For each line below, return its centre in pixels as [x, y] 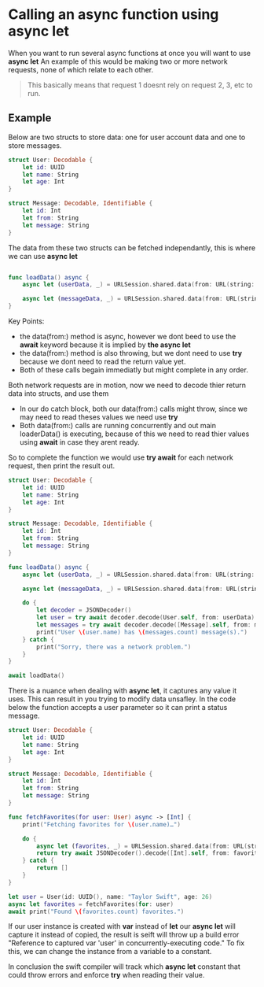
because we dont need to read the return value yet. [103, 361]
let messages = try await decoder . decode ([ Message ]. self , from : [144, 625]
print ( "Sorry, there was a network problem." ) [114, 647]
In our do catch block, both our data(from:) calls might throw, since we [133, 408]
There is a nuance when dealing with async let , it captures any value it [123, 691]
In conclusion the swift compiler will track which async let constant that [125, 967]
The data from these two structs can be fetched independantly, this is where [132, 248]
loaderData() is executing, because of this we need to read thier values [134, 434]
